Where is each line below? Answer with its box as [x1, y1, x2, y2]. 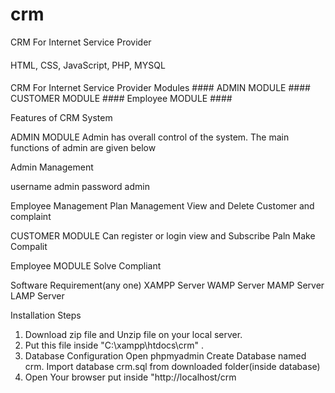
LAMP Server [10, 290, 65, 302]
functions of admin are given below [10, 142, 157, 154]
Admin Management [10, 161, 94, 173]
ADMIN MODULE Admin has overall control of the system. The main [10, 131, 290, 143]
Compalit [10, 241, 48, 253]
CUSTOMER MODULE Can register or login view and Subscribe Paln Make [10, 230, 316, 242]
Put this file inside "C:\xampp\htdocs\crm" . [24, 339, 205, 352]
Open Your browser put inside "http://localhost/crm [24, 371, 237, 383]
